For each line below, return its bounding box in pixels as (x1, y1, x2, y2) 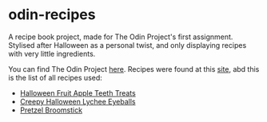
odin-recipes (8, 6, 96, 24)
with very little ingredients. (8, 49, 96, 58)
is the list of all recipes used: (8, 73, 102, 82)
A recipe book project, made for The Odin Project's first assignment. (8, 32, 233, 41)
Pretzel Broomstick (19, 105, 82, 115)
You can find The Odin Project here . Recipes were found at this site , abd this (8, 64, 260, 73)
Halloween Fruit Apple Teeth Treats (19, 88, 136, 97)
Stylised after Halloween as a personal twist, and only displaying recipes (8, 40, 247, 49)
